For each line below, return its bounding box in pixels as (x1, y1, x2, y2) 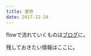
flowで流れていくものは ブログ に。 (6, 31, 89, 38)
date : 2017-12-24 (6, 14, 49, 20)
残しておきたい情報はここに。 (6, 44, 78, 51)
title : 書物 (6, 8, 33, 15)
